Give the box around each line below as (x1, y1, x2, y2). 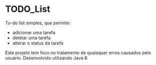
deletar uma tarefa (12, 35, 51, 41)
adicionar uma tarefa (12, 29, 55, 35)
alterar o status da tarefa (12, 40, 63, 46)
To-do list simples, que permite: (5, 20, 71, 26)
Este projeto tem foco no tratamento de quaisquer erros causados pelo (5, 50, 151, 56)
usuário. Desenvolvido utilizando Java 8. (5, 55, 88, 61)
